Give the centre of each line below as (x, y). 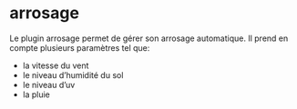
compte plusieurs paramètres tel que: (80, 47)
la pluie (36, 94)
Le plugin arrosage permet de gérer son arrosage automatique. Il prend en (149, 38)
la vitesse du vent (56, 65)
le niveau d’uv (49, 84)
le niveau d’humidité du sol (73, 74)
